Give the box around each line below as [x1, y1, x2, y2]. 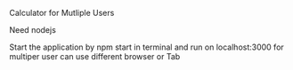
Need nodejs [9, 25, 56, 35]
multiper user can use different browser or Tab [9, 51, 181, 61]
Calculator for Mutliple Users [9, 8, 115, 18]
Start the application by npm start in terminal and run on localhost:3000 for [9, 42, 285, 52]
